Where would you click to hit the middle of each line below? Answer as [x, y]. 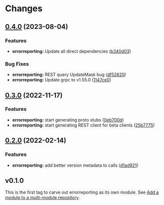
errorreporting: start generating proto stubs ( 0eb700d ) [68, 120]
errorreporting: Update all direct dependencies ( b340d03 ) [71, 51]
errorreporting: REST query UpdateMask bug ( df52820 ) [69, 75]
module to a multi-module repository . [42, 198]
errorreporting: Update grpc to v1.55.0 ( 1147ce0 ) [62, 80]
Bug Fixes [17, 64]
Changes [24, 9]
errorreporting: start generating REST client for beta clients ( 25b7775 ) [83, 125]
